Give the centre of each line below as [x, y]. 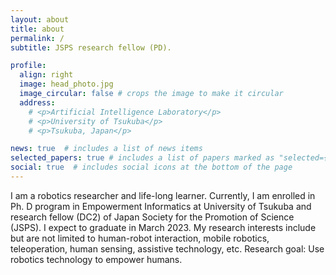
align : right [46, 75]
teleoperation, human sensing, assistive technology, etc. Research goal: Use [167, 248]
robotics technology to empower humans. [96, 259]
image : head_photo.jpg [66, 84]
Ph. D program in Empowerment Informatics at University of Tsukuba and [161, 206]
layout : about [40, 19]
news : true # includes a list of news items [106, 149]
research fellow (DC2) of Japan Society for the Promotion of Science [152, 217]
